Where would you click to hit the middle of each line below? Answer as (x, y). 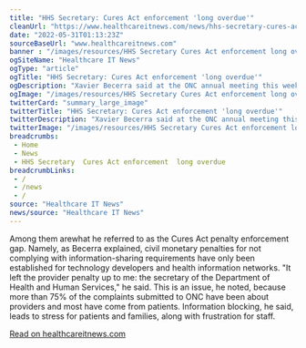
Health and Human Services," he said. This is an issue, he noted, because (148, 287)
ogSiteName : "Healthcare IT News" (75, 60)
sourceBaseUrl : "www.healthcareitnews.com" (93, 43)
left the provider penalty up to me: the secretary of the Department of (140, 277)
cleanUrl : (28, 26)
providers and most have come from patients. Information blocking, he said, (152, 306)
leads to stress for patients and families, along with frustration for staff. (143, 316)
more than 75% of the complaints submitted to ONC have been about (139, 296)
